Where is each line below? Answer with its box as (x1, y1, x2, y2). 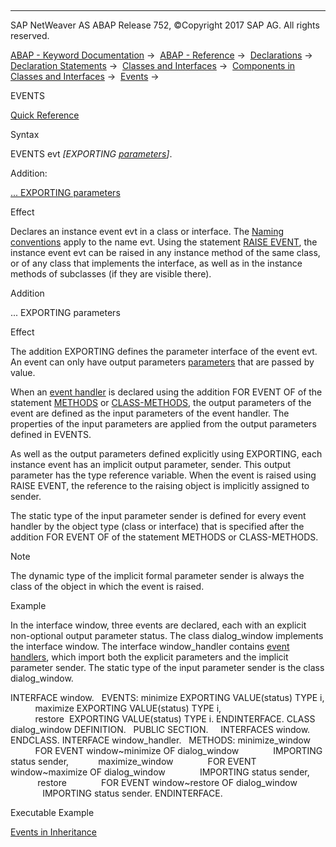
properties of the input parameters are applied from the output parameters (10, 418, 317, 430)
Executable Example (10, 807, 95, 818)
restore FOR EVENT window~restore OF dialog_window (37, 777, 298, 788)
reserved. (10, 30, 50, 41)
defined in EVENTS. (10, 429, 92, 440)
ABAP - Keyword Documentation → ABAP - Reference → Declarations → (10, 49, 313, 61)
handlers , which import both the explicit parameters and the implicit (10, 651, 289, 663)
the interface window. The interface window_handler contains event (10, 641, 290, 652)
